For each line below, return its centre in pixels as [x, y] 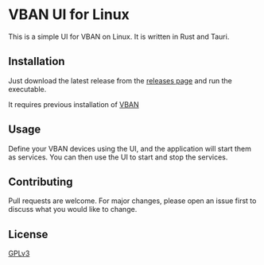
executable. [27, 89]
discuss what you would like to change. [73, 209]
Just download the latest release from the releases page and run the [120, 80]
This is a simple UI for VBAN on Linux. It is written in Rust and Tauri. [119, 36]
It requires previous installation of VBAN [74, 104]
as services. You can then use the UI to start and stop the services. [118, 157]
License [28, 234]
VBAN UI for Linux [69, 15]
